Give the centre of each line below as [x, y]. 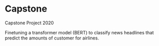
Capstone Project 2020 [29, 23]
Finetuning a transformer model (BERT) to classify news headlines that [79, 32]
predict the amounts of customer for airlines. [52, 38]
